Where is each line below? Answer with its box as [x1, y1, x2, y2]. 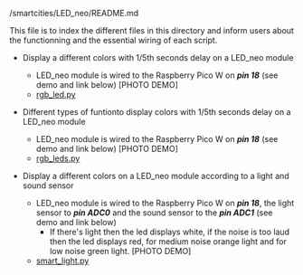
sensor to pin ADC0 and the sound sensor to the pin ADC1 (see [35, 207, 273, 218]
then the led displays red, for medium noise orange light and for [49, 236, 288, 247]
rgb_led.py [35, 90, 76, 100]
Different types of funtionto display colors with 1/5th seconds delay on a [22, 107, 291, 117]
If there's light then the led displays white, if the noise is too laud [49, 226, 290, 237]
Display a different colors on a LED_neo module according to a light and [22, 171, 289, 181]
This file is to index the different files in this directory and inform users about [9, 25, 294, 35]
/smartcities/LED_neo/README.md [9, 8, 139, 18]
